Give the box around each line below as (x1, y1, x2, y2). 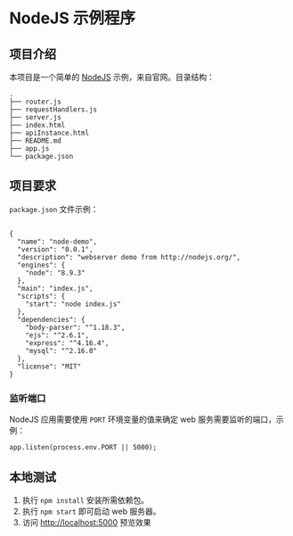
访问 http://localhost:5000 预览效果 (21, 516, 151, 527)
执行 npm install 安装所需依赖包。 (21, 494, 150, 505)
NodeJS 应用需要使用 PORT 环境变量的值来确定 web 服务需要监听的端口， (9, 414, 276, 425)
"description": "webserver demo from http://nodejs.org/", (17, 252, 241, 261)
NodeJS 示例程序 (9, 8, 136, 29)
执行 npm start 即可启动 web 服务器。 (21, 506, 161, 516)
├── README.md (9, 136, 62, 145)
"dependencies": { (17, 315, 86, 324)
